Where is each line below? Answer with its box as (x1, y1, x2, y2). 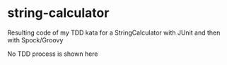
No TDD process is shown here (7, 49, 98, 58)
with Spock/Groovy (7, 35, 64, 44)
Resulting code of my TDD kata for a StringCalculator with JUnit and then (7, 28, 221, 37)
